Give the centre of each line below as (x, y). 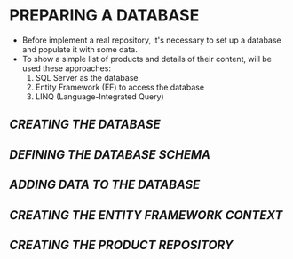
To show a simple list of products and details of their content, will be (147, 59)
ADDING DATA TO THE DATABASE (105, 185)
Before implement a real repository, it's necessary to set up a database (151, 40)
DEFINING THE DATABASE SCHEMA (110, 155)
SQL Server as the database (87, 77)
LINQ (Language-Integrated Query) (99, 96)
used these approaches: (66, 68)
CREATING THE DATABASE (85, 125)
